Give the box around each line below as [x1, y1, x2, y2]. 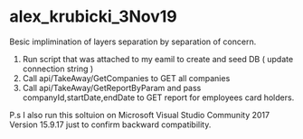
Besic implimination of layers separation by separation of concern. [9, 36, 257, 47]
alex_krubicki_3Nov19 [9, 6, 178, 27]
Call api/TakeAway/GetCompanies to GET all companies [22, 72, 231, 83]
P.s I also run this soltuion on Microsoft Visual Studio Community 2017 [9, 109, 270, 120]
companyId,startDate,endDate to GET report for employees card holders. [22, 92, 295, 103]
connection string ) [22, 63, 94, 74]
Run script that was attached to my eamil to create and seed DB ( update [22, 53, 294, 64]
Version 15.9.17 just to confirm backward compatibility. [9, 119, 212, 130]
